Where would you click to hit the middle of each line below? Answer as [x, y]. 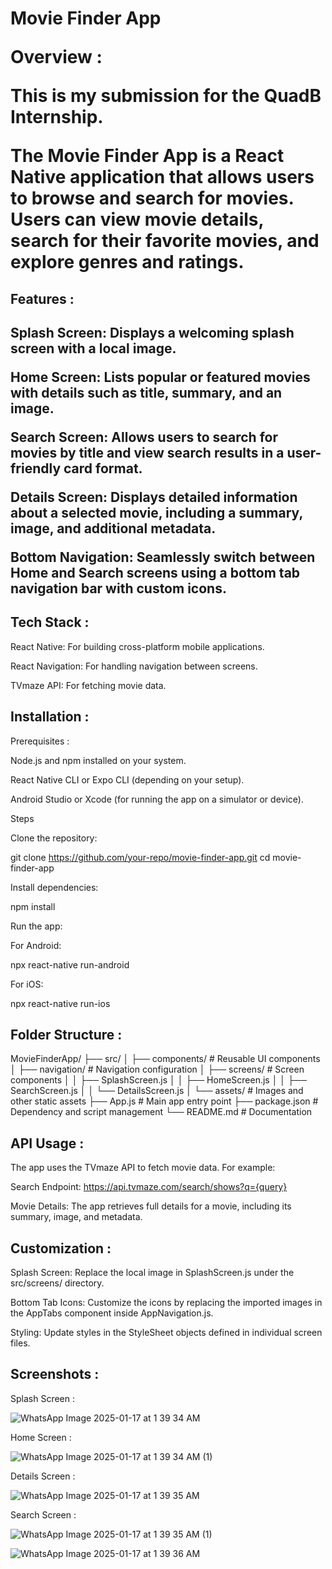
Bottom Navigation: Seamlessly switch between [163, 557]
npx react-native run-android [70, 964]
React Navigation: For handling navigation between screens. [134, 666]
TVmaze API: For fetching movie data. [88, 685]
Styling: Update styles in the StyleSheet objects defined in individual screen [166, 1333]
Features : [42, 298]
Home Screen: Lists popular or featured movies [160, 377]
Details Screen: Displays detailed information [154, 497]
